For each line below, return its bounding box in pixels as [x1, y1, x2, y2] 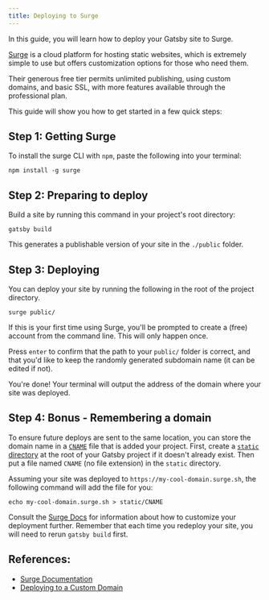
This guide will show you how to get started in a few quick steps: [8, 106, 222, 116]
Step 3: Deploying [8, 263, 100, 276]
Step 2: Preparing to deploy [8, 188, 149, 202]
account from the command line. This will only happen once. [8, 331, 209, 341]
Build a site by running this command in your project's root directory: [8, 210, 235, 220]
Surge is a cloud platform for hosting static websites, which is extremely [8, 49, 247, 59]
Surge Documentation [19, 573, 93, 584]
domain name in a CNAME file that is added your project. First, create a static [8, 441, 259, 451]
